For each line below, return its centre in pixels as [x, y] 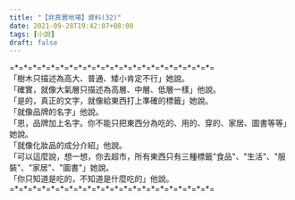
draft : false [34, 42]
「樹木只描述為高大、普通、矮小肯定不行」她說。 [99, 79]
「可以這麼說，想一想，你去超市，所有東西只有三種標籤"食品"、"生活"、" [144, 156]
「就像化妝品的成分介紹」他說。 [68, 146]
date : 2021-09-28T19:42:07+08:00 [72, 26]
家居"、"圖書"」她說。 [73, 168]
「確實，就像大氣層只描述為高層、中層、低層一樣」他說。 [115, 89]
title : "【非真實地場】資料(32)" [66, 17]
